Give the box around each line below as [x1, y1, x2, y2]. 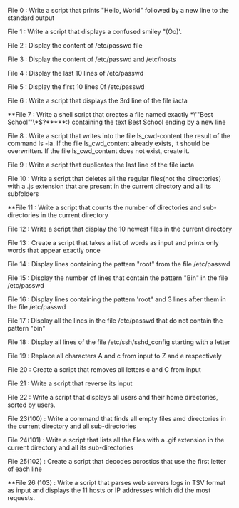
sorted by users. [7, 400, 56, 409]
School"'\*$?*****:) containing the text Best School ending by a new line [7, 118, 226, 126]
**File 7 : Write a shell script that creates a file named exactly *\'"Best [7, 110, 213, 118]
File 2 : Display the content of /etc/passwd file [7, 41, 143, 49]
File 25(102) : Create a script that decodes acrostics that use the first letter [7, 457, 227, 465]
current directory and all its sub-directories [7, 443, 134, 452]
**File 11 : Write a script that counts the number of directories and [7, 203, 202, 212]
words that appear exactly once [7, 246, 101, 254]
